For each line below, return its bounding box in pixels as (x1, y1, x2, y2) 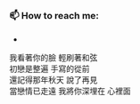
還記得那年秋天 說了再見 (9, 75, 98, 85)
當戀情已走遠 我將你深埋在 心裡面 (9, 85, 131, 97)
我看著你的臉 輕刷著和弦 (9, 52, 98, 63)
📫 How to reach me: (9, 9, 100, 21)
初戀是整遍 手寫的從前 (9, 63, 90, 75)
